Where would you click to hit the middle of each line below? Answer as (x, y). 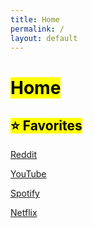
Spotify (25, 193)
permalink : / (37, 29)
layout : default (44, 38)
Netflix (24, 213)
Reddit (24, 155)
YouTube (28, 174)
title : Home (35, 19)
